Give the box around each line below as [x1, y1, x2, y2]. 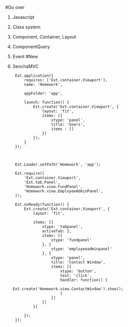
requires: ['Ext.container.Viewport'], [24, 78, 108, 83]
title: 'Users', [51, 122, 85, 127]
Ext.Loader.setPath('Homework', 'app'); [15, 162, 101, 167]
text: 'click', [60, 273, 92, 278]
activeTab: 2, [42, 228, 72, 234]
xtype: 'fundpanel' [51, 238, 92, 243]
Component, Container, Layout [12, 34, 77, 40]
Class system [12, 24, 41, 30]
